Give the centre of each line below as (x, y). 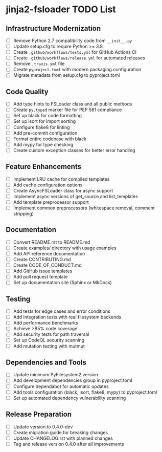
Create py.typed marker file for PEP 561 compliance (67, 110)
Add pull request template (40, 277)
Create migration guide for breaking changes (61, 432)
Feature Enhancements (43, 167)
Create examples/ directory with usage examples (65, 248)
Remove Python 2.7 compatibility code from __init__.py (73, 40)
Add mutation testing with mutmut (49, 346)
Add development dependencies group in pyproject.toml (73, 380)
